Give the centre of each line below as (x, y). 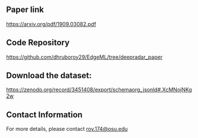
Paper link (25, 10)
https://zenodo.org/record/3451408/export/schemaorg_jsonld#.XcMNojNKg (99, 90)
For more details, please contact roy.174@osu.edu (67, 129)
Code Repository (38, 43)
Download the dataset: (49, 76)
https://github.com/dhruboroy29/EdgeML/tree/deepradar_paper (84, 57)
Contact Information (44, 115)
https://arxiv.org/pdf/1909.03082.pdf (51, 24)
